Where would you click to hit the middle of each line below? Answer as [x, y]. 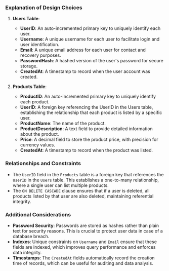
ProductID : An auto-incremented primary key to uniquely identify [88, 96]
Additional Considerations [38, 214]
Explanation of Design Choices [44, 8]
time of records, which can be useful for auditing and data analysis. [83, 263]
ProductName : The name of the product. [63, 124]
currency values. [38, 145]
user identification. [40, 45]
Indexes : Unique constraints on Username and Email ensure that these [85, 242]
